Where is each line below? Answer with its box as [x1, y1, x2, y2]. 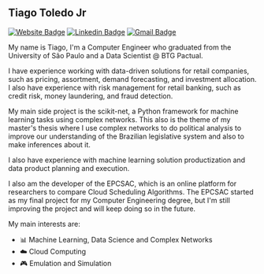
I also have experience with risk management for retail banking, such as [8, 83, 242, 92]
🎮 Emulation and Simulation [19, 258, 112, 268]
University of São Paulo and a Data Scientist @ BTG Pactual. [8, 50, 203, 60]
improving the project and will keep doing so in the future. [8, 204, 195, 213]
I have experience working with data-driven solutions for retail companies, [8, 66, 250, 76]
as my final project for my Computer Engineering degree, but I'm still [8, 195, 231, 205]
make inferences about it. [8, 139, 91, 149]
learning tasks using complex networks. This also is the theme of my [8, 114, 231, 124]
